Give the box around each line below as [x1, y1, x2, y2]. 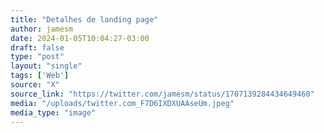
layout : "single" [10, 61, 83, 71]
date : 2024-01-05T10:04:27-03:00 [10, 33, 150, 43]
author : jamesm [10, 24, 74, 34]
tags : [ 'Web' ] [10, 71, 70, 81]
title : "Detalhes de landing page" [10, 14, 159, 25]
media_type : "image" [10, 107, 97, 118]
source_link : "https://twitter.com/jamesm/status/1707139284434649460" [10, 89, 315, 99]
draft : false [10, 42, 65, 53]
